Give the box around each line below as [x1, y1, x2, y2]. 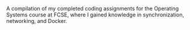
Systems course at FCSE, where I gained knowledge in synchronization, [6, 11, 185, 18]
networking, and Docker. [6, 18, 67, 24]
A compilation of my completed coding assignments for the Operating [6, 5, 179, 12]
